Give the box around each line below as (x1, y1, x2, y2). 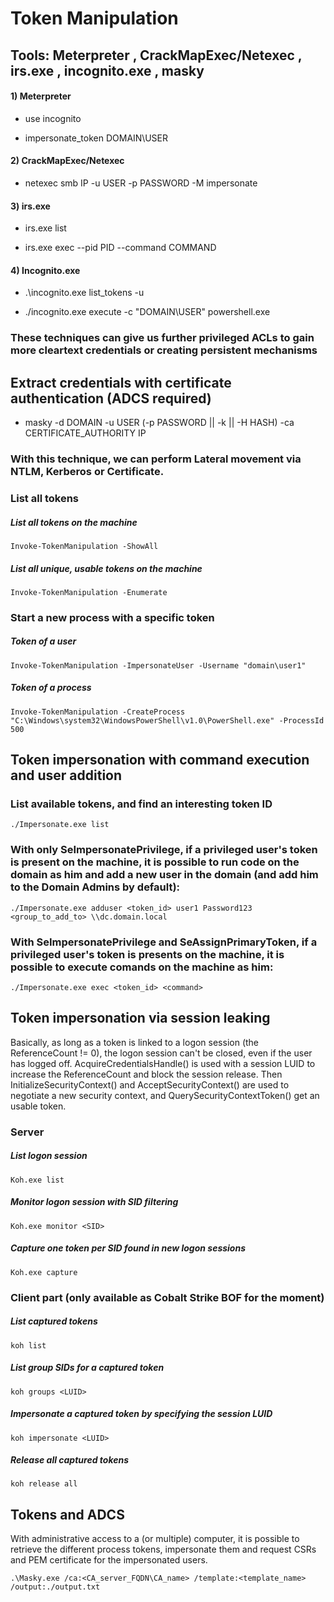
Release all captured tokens (10, 1454, 130, 1466)
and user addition (10, 767, 123, 784)
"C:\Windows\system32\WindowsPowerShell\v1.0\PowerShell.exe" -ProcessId (10, 715, 325, 726)
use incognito (24, 112, 82, 124)
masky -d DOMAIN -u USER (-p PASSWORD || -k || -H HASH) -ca (24, 417, 295, 429)
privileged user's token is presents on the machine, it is (10, 947, 285, 961)
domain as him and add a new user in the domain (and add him (10, 868, 319, 882)
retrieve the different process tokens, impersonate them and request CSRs (10, 1543, 317, 1556)
